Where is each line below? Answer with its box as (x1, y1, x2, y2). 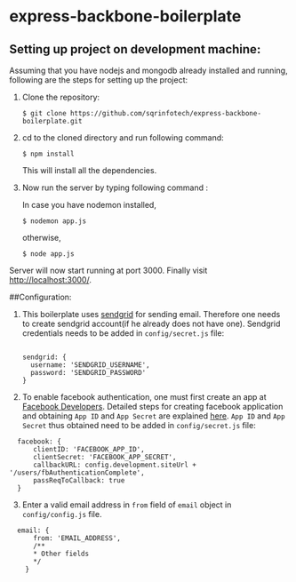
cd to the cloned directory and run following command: (21, 132, 224, 143)
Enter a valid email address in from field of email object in (21, 499, 232, 510)
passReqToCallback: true (32, 476, 125, 485)
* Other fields (32, 549, 90, 558)
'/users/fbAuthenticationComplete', (9, 468, 145, 477)
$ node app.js (21, 250, 75, 259)
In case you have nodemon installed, (21, 200, 157, 210)
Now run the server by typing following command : (21, 182, 209, 193)
